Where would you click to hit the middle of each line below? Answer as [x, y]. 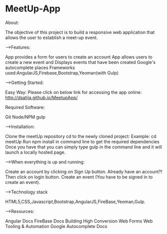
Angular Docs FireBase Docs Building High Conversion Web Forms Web [79, 221]
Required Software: [25, 107]
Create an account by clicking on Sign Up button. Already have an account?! [84, 171]
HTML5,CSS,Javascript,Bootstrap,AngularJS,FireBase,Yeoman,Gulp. [75, 201]
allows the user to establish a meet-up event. [51, 37]
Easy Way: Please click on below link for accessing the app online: [73, 92]
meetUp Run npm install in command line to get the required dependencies [82, 141]
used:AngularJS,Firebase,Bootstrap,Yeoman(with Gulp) [62, 72]
